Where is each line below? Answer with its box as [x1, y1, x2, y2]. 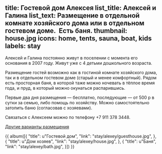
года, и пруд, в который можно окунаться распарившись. [5, 85, 126, 91]
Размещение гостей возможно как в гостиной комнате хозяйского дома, [5, 69, 157, 75]
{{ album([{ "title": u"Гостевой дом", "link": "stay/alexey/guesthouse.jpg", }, [5, 133, 157, 139]
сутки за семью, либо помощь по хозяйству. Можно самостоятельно [5, 99, 150, 105]
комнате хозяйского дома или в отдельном [5, 19, 144, 27]
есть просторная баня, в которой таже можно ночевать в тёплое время [5, 80, 155, 86]
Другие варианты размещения [5, 124, 70, 130]
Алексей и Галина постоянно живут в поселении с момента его [5, 55, 138, 60]
